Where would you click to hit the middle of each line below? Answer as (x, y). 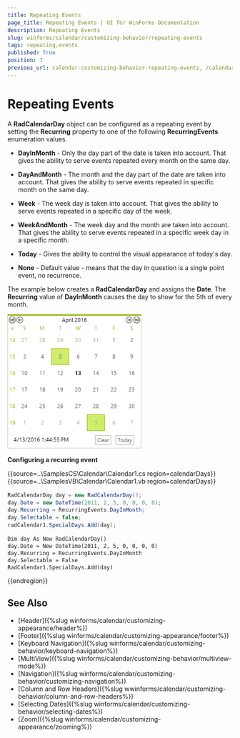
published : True (31, 53)
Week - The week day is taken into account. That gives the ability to (118, 203)
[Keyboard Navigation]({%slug (63, 643)
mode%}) (32, 666)
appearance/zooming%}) (55, 727)
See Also (27, 603)
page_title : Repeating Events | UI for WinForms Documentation (104, 23)
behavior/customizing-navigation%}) (72, 681)
